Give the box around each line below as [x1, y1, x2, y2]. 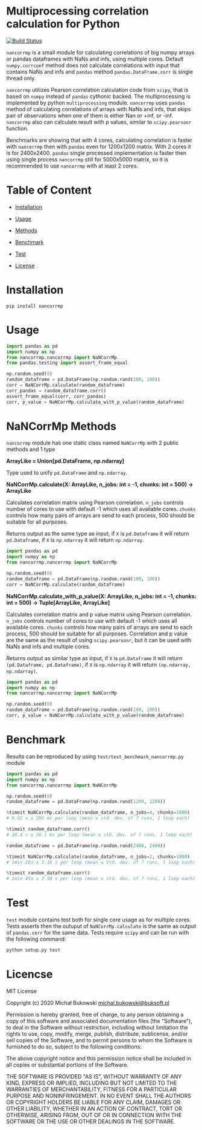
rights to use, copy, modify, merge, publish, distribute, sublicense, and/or [6, 1030, 188, 1037]
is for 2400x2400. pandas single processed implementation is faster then [6, 149, 187, 157]
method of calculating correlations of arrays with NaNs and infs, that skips [6, 105, 191, 112]
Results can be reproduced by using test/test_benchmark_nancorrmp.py [6, 753, 184, 760]
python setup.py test [6, 947, 61, 953]
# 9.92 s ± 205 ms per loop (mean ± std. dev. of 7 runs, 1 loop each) [6, 815, 190, 822]
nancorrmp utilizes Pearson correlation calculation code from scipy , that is [6, 86, 189, 93]
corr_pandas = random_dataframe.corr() [6, 388, 107, 394]
